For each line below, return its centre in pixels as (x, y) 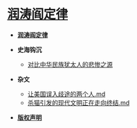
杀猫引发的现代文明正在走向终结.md (79, 102)
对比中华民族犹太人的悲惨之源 (70, 64)
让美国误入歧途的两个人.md (66, 94)
